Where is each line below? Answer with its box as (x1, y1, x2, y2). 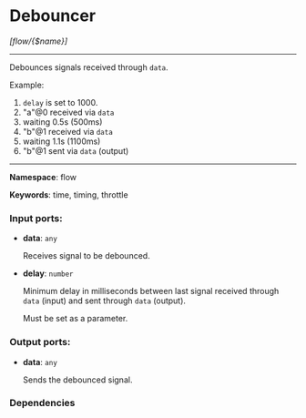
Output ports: (9, 336, 71, 349)
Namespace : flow (9, 171, 77, 182)
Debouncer (9, 5, 97, 26)
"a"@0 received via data (22, 107, 115, 117)
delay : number (22, 268, 75, 279)
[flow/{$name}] (9, 36, 68, 46)
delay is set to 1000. (22, 97, 98, 107)
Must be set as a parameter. (22, 313, 128, 324)
